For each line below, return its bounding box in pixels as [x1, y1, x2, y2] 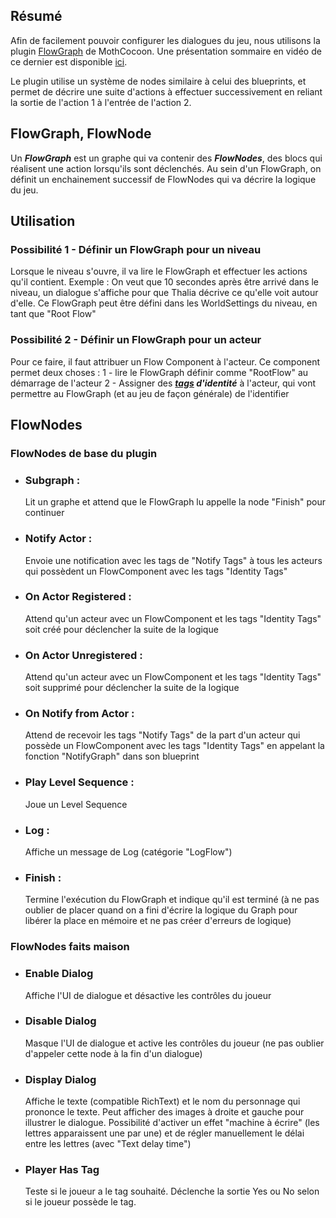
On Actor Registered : [24, 590, 132, 604]
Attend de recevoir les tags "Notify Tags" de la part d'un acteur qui [24, 729, 301, 741]
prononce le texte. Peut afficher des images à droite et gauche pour [24, 1106, 305, 1118]
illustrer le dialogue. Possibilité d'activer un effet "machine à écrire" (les [24, 1117, 320, 1129]
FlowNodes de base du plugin [10, 446, 158, 460]
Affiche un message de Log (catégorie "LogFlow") [24, 846, 233, 858]
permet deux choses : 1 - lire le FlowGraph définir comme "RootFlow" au [10, 366, 309, 378]
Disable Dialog [24, 1014, 97, 1028]
